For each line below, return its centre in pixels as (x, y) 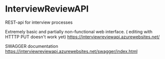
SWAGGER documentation (32, 46)
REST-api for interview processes (39, 22)
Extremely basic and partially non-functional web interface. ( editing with (79, 31)
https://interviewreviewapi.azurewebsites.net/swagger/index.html (71, 51)
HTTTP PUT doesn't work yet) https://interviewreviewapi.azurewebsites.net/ (82, 37)
